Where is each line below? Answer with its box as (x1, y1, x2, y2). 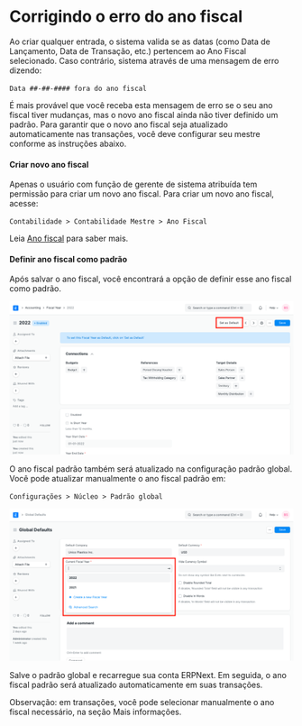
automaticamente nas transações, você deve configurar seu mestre (9, 128, 261, 139)
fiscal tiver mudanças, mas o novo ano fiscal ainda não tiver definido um (9, 109, 279, 120)
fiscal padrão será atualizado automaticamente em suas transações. (9, 679, 263, 690)
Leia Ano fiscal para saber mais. (9, 233, 129, 244)
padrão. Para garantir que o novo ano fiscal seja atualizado (9, 119, 228, 130)
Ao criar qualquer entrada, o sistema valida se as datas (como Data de (9, 36, 270, 47)
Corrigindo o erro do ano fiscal (9, 6, 243, 27)
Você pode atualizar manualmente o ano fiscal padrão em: (9, 473, 226, 483)
